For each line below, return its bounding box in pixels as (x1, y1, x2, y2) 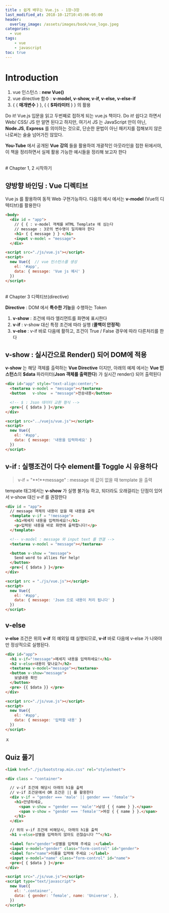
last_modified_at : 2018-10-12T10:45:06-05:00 (5, 12, 103, 17)
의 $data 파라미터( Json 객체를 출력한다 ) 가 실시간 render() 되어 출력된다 (17, 371, 161, 377)
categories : (5, 26, 30, 32)
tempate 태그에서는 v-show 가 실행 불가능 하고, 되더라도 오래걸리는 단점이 (5, 487, 153, 493)
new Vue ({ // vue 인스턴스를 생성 (10, 260, 77, 265)
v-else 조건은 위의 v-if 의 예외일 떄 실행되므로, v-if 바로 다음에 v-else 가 (5, 635, 149, 641)
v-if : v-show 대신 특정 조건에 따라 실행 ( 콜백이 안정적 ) (12, 321, 121, 328)
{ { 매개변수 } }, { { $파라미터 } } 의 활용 (12, 102, 91, 108)
